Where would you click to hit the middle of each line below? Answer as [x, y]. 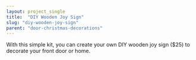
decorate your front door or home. [48, 51]
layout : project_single [36, 11]
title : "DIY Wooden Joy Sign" [45, 17]
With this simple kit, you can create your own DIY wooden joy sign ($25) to [98, 45]
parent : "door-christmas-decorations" [54, 28]
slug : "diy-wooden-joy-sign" [42, 22]
